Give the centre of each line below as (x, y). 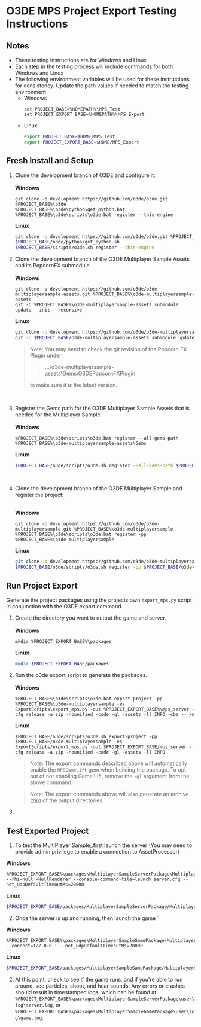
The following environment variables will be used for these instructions (102, 79)
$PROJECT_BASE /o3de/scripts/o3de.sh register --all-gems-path (94, 465)
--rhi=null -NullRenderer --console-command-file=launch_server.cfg (93, 880)
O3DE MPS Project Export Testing (92, 11)
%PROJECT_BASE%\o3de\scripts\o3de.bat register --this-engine (94, 214)
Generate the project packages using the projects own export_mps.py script (99, 600)
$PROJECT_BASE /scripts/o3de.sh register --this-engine (85, 248)
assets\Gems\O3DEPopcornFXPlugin (90, 373)
